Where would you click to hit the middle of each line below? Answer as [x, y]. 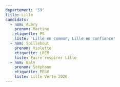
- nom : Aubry [24, 24]
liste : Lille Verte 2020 [41, 77]
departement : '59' [25, 10]
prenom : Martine [32, 29]
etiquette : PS [29, 34]
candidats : [17, 19]
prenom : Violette [33, 48]
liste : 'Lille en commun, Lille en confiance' [65, 39]
